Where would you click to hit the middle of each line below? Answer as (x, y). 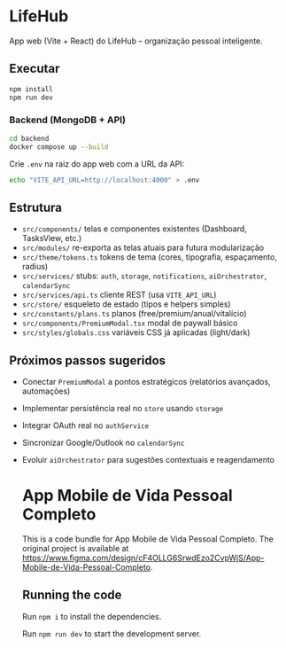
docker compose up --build (59, 147)
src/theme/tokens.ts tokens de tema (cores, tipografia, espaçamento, (149, 257)
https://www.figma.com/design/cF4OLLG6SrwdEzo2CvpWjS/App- (143, 558)
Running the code (72, 595)
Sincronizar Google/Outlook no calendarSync (103, 443)
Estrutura (36, 207)
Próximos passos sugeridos (88, 360)
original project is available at (75, 548)
